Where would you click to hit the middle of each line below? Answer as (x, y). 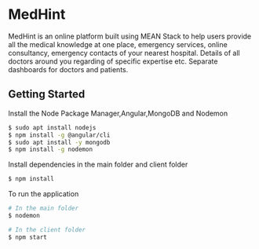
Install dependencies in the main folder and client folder (98, 165)
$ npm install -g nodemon (50, 150)
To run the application (44, 194)
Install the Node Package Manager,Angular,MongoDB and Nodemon (118, 113)
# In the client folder (47, 229)
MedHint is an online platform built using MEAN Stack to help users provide (130, 36)
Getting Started (47, 95)
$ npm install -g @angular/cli (59, 135)
